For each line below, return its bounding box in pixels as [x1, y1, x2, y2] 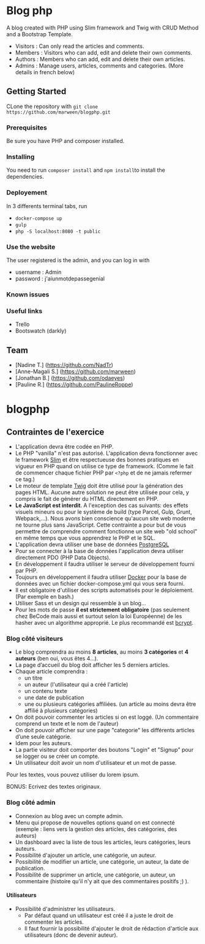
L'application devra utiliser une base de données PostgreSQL [15, 541, 170, 548]
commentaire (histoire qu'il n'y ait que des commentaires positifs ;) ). [15, 877, 189, 884]
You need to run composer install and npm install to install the [6, 166, 165, 174]
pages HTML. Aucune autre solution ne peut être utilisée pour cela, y [15, 489, 190, 496]
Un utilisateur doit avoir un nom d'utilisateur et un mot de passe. [15, 759, 177, 767]
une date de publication [24, 694, 84, 702]
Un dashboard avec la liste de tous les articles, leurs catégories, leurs [15, 838, 191, 846]
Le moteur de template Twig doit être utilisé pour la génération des [15, 482, 184, 489]
